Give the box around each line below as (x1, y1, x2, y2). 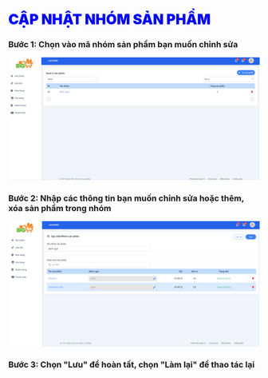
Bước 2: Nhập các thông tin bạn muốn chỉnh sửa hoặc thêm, (8, 193, 245, 204)
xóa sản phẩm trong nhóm (8, 203, 112, 213)
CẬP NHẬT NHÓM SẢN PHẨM (8, 10, 211, 29)
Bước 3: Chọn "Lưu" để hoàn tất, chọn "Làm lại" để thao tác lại (8, 359, 255, 370)
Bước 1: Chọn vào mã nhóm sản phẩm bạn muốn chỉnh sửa (8, 39, 238, 50)
